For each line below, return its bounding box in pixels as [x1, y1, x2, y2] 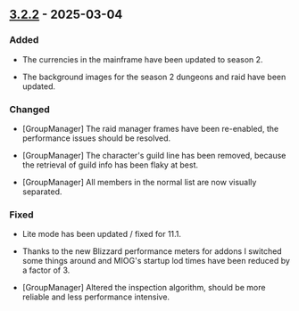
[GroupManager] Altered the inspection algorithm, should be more [21, 282, 266, 293]
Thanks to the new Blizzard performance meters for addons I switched [21, 246, 283, 257]
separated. [21, 186, 62, 197]
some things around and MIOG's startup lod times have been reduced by [21, 256, 290, 266]
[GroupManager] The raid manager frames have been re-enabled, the [21, 123, 279, 134]
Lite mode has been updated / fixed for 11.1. [21, 229, 181, 240]
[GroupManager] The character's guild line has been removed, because [21, 150, 287, 160]
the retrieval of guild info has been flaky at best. [21, 160, 199, 170]
